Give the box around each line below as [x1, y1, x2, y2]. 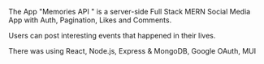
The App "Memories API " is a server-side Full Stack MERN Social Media [8, 7, 251, 16]
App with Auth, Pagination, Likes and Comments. [8, 15, 172, 25]
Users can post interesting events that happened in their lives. [8, 31, 216, 40]
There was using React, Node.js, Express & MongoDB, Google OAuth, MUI [8, 46, 257, 55]
